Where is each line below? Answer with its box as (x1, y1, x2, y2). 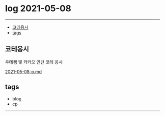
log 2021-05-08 (5, 3, 71, 14)
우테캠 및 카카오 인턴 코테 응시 (5, 59, 63, 65)
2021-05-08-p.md (5, 69, 42, 75)
